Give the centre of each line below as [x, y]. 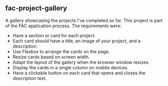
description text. [30, 78]
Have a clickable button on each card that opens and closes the [79, 73]
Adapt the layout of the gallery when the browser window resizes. [81, 62]
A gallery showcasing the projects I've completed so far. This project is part [84, 20]
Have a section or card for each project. [54, 35]
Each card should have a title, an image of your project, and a [76, 41]
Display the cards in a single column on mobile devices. [71, 67]
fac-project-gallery [36, 8]
